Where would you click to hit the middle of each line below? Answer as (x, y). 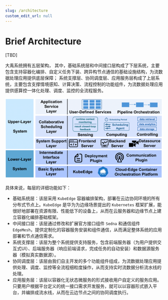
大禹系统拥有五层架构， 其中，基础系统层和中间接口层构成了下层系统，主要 (82, 66)
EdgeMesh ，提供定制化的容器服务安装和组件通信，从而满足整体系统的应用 (87, 230)
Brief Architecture (43, 41)
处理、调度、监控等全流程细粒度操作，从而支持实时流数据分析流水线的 (89, 267)
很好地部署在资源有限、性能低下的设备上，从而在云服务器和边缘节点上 (85, 211)
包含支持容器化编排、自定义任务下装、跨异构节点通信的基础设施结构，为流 (82, 72)
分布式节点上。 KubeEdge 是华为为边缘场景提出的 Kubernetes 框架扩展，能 (87, 204)
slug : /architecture (27, 11)
